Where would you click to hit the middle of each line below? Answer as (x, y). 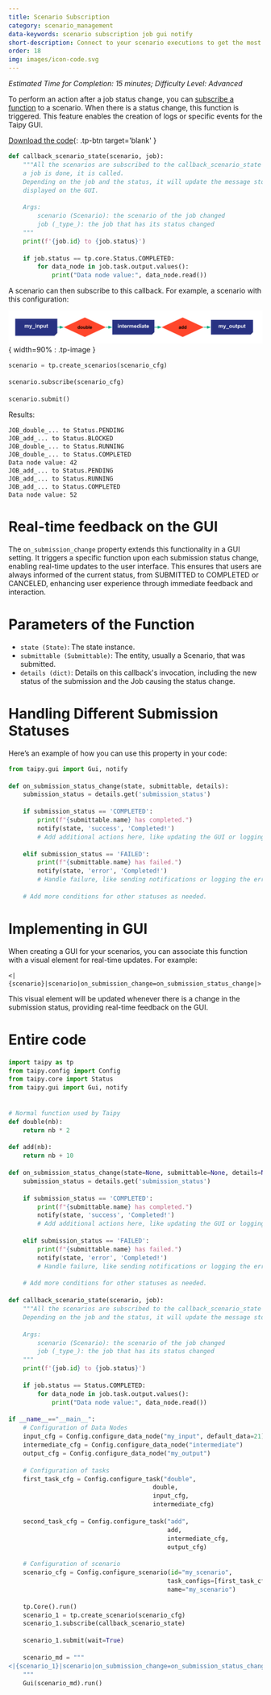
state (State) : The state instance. (77, 647)
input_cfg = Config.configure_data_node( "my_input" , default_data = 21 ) (144, 1437)
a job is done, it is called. (74, 173)
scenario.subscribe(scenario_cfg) (67, 382)
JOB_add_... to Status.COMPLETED (65, 487)
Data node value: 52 (43, 495)
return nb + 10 (48, 1156)
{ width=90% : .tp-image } (52, 349)
